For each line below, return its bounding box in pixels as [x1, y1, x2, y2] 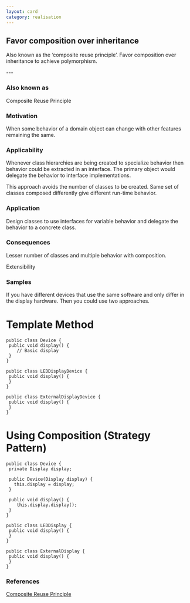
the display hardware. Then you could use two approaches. [6, 297, 150, 304]
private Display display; [8, 465, 72, 472]
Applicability [6, 146, 43, 154]
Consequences [6, 239, 51, 247]
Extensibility [6, 263, 36, 270]
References [6, 577, 40, 585]
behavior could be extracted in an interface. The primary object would [6, 166, 175, 173]
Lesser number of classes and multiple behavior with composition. [6, 252, 167, 259]
